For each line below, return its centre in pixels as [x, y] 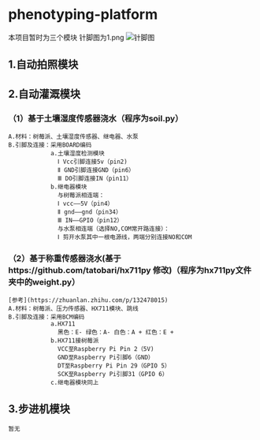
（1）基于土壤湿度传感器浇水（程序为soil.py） [96, 118]
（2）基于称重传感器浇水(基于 [65, 258]
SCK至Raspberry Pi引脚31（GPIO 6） [113, 375]
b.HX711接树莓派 [74, 341]
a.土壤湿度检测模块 [77, 154]
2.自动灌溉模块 [45, 93]
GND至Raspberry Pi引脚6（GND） [106, 358]
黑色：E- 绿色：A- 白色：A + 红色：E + [116, 333]
